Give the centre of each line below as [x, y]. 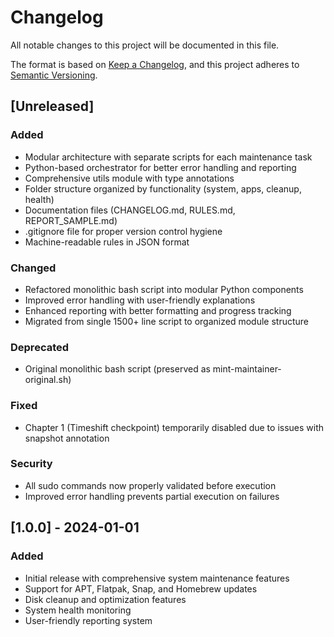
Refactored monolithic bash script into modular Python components [164, 289]
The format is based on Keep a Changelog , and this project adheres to [155, 64]
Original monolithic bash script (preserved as [117, 369]
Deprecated [40, 347]
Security [31, 464]
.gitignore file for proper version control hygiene [123, 231]
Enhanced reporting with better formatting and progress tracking [158, 310]
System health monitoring [78, 610]
